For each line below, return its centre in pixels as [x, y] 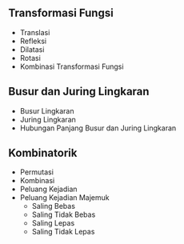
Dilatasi [32, 49]
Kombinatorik [43, 153]
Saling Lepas [53, 223]
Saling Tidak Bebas [64, 214]
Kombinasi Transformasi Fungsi [72, 66]
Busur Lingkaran [47, 110]
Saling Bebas [54, 206]
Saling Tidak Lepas [63, 232]
